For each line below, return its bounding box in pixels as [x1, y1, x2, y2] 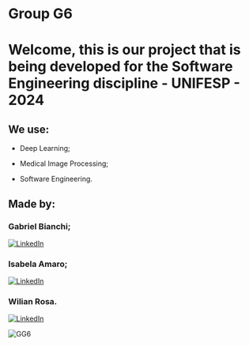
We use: [8, 122, 50, 136]
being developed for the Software [8, 58, 233, 76]
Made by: [8, 197, 55, 210]
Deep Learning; [19, 144, 71, 153]
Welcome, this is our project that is [8, 41, 241, 59]
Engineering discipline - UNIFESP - [8, 74, 240, 92]
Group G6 [8, 5, 73, 23]
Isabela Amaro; [8, 258, 68, 269]
